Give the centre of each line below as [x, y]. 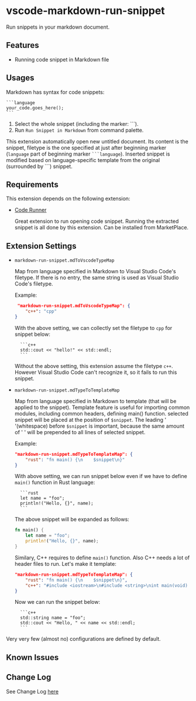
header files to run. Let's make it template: [66, 563]
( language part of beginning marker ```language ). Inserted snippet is [88, 154]
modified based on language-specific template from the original [83, 160]
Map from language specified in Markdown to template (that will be [95, 401]
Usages [20, 78]
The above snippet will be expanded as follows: [72, 520]
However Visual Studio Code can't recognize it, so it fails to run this [96, 372]
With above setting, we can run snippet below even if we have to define [101, 476]
